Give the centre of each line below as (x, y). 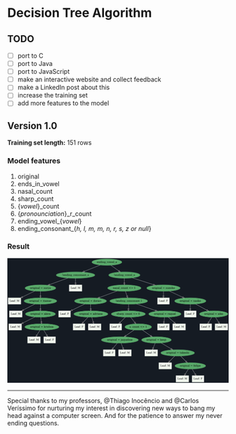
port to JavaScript (44, 72)
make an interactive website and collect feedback (89, 79)
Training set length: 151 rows (50, 143)
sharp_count (35, 199)
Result (19, 246)
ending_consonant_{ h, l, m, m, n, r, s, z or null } (84, 228)
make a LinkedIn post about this (64, 87)
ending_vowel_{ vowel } (50, 221)
